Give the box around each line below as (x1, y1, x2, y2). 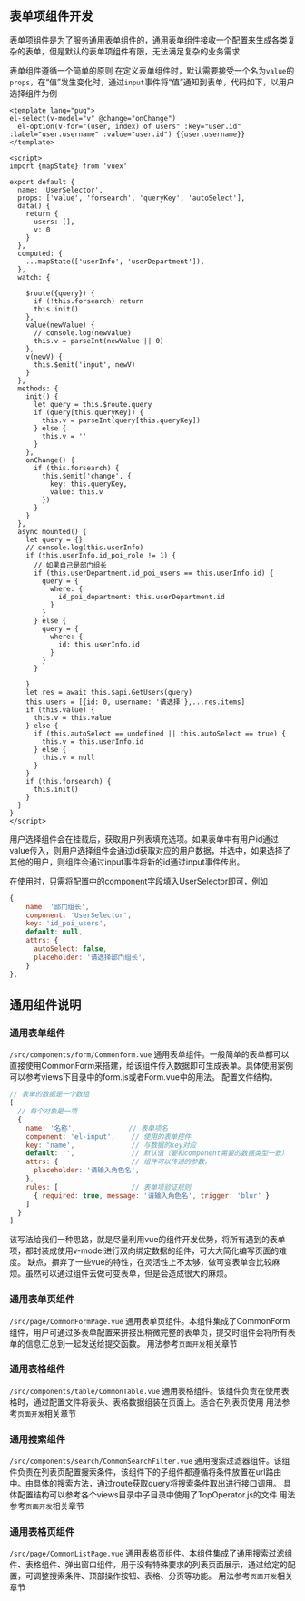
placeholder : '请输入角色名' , (33, 1166, 140, 1175)
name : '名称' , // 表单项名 (25, 1123, 169, 1132)
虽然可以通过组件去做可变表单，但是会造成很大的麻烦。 (25, 1268, 232, 1279)
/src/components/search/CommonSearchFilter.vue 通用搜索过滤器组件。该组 (9, 1456, 290, 1467)
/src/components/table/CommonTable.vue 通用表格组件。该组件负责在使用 (9, 1385, 281, 1396)
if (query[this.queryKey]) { (33, 408, 144, 417)
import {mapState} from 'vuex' (9, 162, 128, 171)
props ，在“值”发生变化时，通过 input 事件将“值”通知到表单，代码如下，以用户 (9, 76, 295, 87)
